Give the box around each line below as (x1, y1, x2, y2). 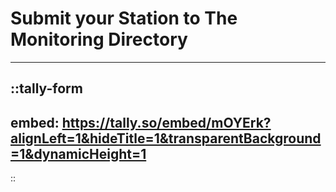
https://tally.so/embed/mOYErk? (61, 114, 272, 131)
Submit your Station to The (10, 7, 238, 30)
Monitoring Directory (10, 28, 188, 51)
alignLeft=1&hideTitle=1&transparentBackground (10, 130, 322, 147)
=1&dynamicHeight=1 (10, 145, 147, 162)
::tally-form (10, 80, 83, 97)
